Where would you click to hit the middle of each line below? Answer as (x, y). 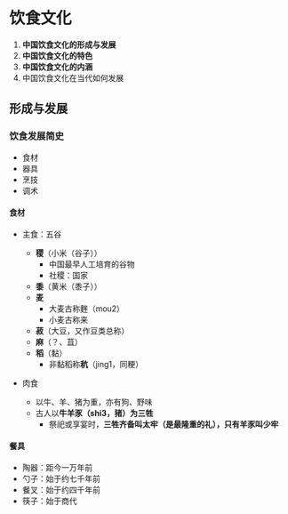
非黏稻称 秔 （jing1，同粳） (96, 364)
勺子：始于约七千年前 (61, 479)
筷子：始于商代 (49, 501)
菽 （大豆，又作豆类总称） (82, 331)
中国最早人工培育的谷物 (92, 264)
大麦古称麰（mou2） (86, 309)
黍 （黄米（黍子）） (68, 286)
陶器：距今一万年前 (57, 468)
